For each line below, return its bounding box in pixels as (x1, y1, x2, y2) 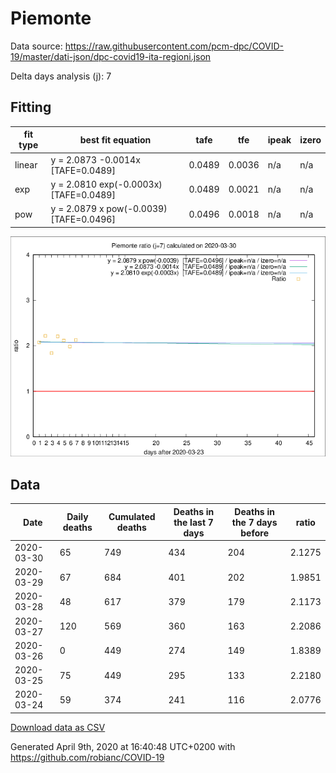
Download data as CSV (10, 721, 106, 733)
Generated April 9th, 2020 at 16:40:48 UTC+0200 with (10, 740, 236, 752)
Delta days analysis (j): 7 (10, 70, 112, 82)
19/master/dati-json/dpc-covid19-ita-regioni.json (10, 50, 212, 62)
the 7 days (231, 516, 278, 528)
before (240, 527, 269, 539)
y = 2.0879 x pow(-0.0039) (50, 203, 168, 214)
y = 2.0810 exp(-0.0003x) (50, 178, 163, 190)
